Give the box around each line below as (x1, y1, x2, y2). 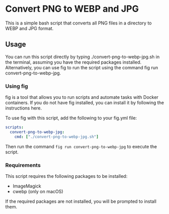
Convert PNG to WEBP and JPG (5, 3, 139, 15)
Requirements (5, 162, 41, 169)
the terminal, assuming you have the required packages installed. (5, 59, 142, 65)
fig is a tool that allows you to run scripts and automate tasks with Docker (5, 94, 159, 100)
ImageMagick (12, 183, 42, 189)
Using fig (5, 83, 28, 90)
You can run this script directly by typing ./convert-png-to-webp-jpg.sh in (5, 53, 160, 60)
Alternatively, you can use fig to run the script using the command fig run (5, 64, 158, 70)
